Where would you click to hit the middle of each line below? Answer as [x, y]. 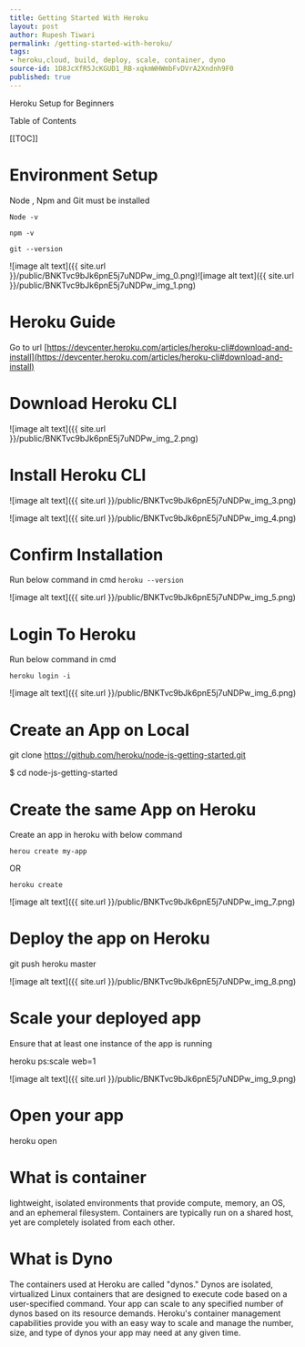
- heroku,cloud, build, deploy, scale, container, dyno [117, 60]
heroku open [33, 1141]
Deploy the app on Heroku [110, 939]
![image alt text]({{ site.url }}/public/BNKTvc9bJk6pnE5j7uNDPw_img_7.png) [152, 902]
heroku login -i [40, 676]
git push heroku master [53, 964]
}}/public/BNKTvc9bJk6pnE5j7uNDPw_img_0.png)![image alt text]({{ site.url [152, 275]
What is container [78, 1178]
